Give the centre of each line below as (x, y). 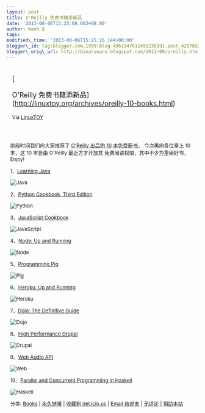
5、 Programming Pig (34, 264)
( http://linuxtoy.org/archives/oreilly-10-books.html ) (94, 103)
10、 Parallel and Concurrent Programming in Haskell (71, 380)
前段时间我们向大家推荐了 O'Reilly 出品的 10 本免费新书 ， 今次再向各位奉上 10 (100, 145)
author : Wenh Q (26, 29)
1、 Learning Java (30, 171)
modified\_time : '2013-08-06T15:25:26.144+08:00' (71, 40)
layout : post (23, 12)
